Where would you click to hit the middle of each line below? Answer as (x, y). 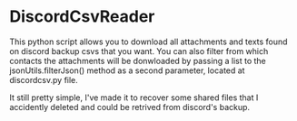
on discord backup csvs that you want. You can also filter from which (139, 51)
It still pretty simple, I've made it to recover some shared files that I (134, 98)
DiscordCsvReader (82, 17)
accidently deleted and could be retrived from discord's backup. (130, 107)
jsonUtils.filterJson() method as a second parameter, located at (127, 70)
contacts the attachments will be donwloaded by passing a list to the (138, 60)
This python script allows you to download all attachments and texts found (148, 42)
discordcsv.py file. (44, 79)
